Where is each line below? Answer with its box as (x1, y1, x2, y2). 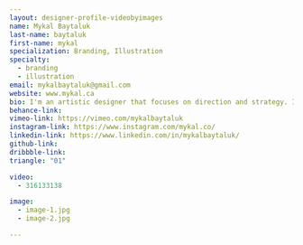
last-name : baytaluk (9, 30, 87, 39)
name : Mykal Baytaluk (9, 22, 91, 31)
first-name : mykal (9, 38, 78, 48)
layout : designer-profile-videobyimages (9, 13, 164, 23)
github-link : (9, 139, 59, 148)
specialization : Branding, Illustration (9, 47, 164, 56)
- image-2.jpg (17, 214, 70, 223)
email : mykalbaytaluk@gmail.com (9, 80, 131, 90)
